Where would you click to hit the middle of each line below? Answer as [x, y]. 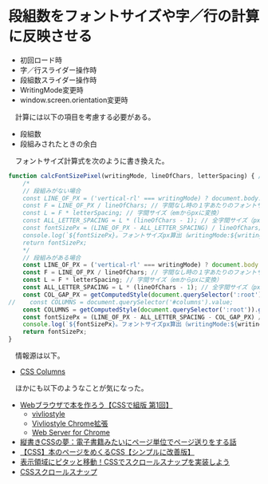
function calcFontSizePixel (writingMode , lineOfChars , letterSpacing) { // [137, 176]
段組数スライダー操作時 [58, 80]
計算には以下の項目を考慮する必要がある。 [85, 117]
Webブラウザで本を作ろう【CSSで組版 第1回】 [96, 405]
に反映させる [51, 36]
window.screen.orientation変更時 [74, 100]
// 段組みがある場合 [52, 258]
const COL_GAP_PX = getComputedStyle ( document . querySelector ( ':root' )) [144, 295]
